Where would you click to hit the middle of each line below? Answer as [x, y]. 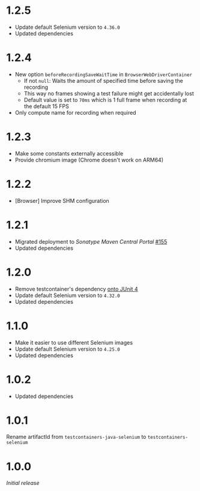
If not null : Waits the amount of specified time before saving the [103, 80]
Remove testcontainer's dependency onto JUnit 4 [76, 289]
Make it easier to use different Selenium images [74, 342]
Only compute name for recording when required [75, 112]
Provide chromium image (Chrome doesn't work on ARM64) [89, 160]
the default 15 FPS [46, 106]
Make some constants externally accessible [69, 153]
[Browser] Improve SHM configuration [62, 200]
